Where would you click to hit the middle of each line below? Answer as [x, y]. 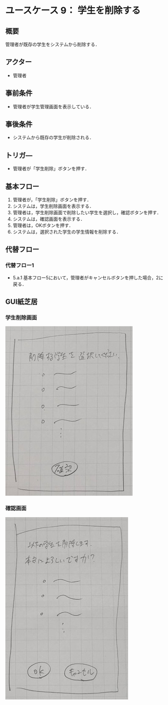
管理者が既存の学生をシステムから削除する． [53, 44]
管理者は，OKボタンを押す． [43, 225]
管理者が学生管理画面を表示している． [53, 106]
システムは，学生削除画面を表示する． [53, 206]
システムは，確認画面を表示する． [49, 219]
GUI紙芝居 [22, 302]
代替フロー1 [20, 265]
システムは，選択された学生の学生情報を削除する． [67, 232]
